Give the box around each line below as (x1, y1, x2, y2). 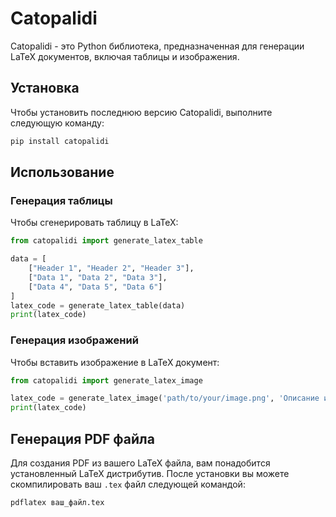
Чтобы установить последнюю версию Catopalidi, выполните (10, 106, 273, 118)
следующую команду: (10, 117, 105, 129)
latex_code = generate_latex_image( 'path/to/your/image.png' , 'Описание (10, 393, 320, 404)
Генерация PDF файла (10, 430, 155, 447)
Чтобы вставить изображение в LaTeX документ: (10, 356, 220, 368)
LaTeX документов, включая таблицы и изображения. (10, 50, 240, 62)
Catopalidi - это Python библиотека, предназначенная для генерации (10, 40, 305, 52)
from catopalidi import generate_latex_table (10, 236, 203, 246)
